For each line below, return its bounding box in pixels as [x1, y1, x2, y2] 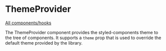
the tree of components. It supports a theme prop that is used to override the [5, 35, 162, 41]
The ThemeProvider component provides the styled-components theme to [5, 29, 159, 35]
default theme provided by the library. [5, 40, 83, 46]
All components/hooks [5, 20, 51, 26]
